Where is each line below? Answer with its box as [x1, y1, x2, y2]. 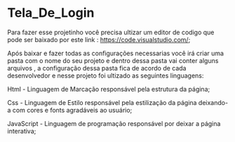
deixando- [198, 98, 229, 106]
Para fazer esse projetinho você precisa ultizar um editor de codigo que [7, 28, 215, 36]
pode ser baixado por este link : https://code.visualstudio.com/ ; [7, 35, 191, 43]
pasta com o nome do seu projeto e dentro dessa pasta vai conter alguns [7, 56, 219, 64]
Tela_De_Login [7, 5, 95, 21]
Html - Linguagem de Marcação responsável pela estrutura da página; [7, 85, 210, 93]
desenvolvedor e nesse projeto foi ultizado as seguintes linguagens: [7, 71, 204, 80]
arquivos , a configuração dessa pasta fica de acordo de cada [7, 64, 187, 72]
